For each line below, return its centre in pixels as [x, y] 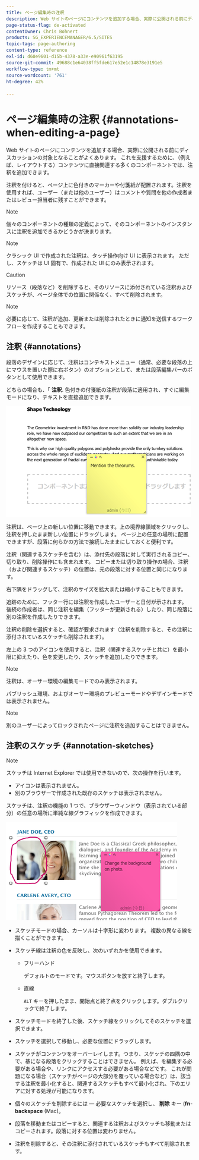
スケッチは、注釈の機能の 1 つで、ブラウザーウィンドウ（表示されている [94, 805]
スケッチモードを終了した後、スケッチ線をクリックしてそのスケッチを [100, 1021]
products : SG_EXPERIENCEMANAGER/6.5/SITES [59, 38]
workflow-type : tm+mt [33, 69]
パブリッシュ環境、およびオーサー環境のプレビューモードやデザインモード [97, 693]
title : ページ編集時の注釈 [35, 12]
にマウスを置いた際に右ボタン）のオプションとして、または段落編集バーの [97, 369]
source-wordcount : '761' [37, 75]
